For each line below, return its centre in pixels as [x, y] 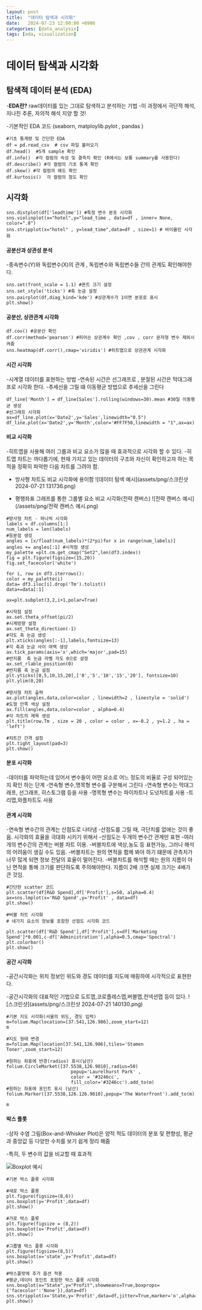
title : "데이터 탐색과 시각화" [41, 18]
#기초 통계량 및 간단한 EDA [35, 139]
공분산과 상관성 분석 [29, 250]
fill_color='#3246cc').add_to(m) [112, 1082]
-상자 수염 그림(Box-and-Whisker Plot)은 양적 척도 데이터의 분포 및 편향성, [94, 1133]
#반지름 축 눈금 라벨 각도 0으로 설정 [47, 659]
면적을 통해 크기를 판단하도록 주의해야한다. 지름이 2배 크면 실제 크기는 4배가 [101, 867]
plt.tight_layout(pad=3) [37, 743]
